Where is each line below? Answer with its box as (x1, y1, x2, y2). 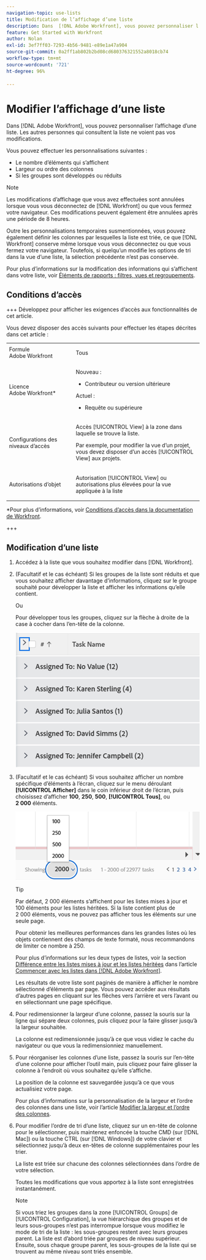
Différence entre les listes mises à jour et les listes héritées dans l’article (15, 960, 197, 968)
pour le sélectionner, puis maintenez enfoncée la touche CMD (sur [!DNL (15, 1129, 199, 1136)
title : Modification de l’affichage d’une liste (6, 16, 133, 23)
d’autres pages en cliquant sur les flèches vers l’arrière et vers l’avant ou (15, 992, 199, 1000)
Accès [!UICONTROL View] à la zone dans (75, 423, 183, 431)
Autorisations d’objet (9, 481, 61, 488)
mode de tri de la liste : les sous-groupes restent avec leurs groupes (15, 1228, 188, 1236)
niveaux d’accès (9, 442, 50, 449)
